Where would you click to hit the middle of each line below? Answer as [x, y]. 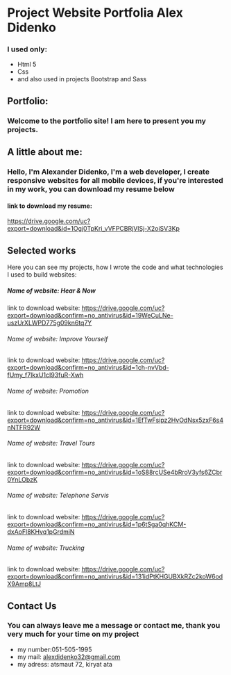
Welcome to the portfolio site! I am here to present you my [107, 121]
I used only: [27, 49]
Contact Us [32, 606]
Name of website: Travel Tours [51, 444]
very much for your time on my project [73, 634]
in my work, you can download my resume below [91, 189]
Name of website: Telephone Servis [58, 496]
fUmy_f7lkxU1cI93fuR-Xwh [45, 375]
